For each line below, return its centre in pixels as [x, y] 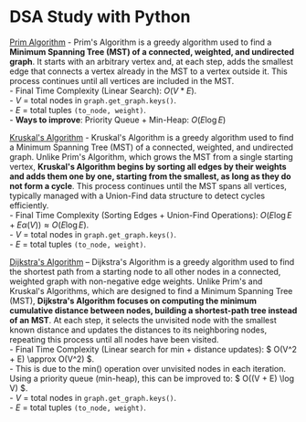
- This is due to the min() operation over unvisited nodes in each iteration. [148, 368]
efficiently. [29, 205]
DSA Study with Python [100, 17]
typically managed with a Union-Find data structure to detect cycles [137, 195]
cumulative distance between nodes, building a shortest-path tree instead [153, 310]
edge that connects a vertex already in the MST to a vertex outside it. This [148, 71]
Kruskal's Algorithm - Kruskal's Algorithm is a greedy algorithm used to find [152, 137]
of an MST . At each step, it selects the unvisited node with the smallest [143, 320]
